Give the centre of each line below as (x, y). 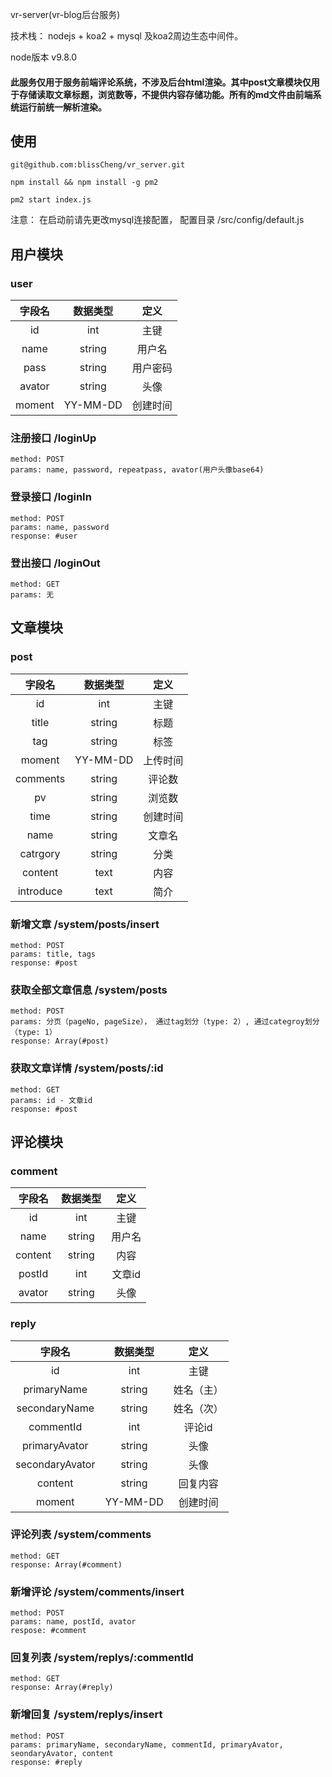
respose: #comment (48, 1631)
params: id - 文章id (51, 1100)
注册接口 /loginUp (53, 438)
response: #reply (46, 1762)
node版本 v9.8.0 (44, 57)
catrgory (40, 853)
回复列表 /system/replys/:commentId (102, 1658)
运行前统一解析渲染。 (62, 107)
